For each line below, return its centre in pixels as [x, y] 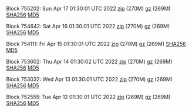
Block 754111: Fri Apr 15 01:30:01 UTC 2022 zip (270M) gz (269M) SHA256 [96, 44]
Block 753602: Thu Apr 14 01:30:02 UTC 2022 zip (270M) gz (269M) [89, 62]
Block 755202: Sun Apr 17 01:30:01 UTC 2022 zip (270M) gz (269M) [88, 9]
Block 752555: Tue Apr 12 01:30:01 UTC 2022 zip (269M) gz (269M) [88, 97]
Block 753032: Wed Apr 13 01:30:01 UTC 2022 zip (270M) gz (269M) [90, 79]
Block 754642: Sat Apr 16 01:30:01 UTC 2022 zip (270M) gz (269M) [88, 26]
